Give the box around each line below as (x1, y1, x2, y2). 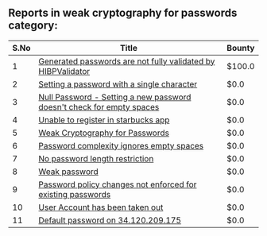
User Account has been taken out (38, 202, 164, 213)
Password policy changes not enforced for (38, 179, 197, 190)
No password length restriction (38, 153, 154, 164)
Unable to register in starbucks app (38, 114, 170, 126)
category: (8, 19, 58, 33)
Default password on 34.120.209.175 (38, 215, 181, 226)
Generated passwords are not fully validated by (38, 56, 215, 67)
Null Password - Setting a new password (38, 91, 192, 103)
